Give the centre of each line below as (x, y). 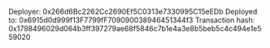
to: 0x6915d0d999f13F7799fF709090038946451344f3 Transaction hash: (132, 20)
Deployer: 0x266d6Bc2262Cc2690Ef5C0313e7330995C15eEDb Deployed (133, 12)
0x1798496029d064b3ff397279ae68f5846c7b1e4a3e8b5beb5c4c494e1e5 (135, 28)
